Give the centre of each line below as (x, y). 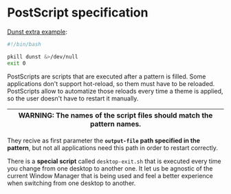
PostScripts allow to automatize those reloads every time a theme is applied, (115, 91)
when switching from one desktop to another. (71, 183)
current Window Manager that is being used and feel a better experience (110, 175)
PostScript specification (78, 13)
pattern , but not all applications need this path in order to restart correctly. (113, 148)
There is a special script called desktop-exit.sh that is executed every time (114, 161)
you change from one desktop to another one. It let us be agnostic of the (110, 168)
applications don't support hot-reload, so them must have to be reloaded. (111, 83)
